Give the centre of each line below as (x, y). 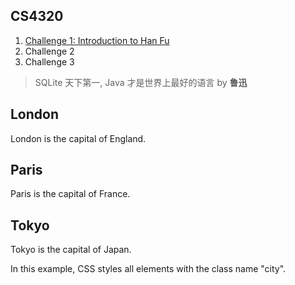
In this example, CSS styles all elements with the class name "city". (148, 269)
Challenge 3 (49, 61)
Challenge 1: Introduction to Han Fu (97, 40)
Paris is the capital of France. (70, 194)
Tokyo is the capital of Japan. (71, 250)
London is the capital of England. (78, 138)
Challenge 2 (49, 51)
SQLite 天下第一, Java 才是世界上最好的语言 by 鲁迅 (141, 82)
